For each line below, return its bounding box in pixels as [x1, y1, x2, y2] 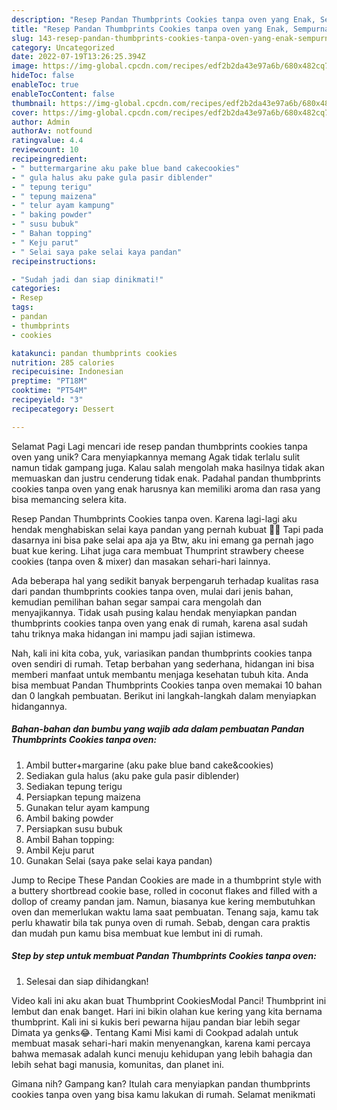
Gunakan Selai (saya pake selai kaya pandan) [25, 854, 213, 866]
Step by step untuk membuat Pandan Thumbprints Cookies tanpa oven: [11, 950, 317, 962]
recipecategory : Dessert [11, 404, 115, 414]
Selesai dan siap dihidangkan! [25, 975, 149, 987]
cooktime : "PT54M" [11, 386, 88, 396]
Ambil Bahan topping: [25, 833, 115, 845]
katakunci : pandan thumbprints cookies [11, 348, 178, 358]
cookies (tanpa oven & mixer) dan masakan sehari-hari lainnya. [11, 555, 271, 567]
